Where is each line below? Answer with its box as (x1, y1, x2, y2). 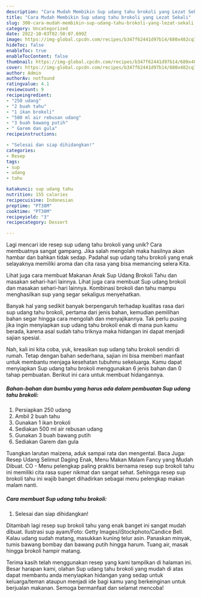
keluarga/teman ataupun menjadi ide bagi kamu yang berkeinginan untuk (6, 578, 186, 585)
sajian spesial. (6, 334, 41, 342)
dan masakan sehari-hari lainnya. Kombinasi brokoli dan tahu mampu (6, 285, 176, 292)
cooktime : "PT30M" (6, 208, 52, 214)
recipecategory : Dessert (6, 220, 68, 226)
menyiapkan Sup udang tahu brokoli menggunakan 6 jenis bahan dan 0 (6, 365, 182, 372)
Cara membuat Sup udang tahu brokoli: (6, 495, 107, 502)
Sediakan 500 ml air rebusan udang (14, 425, 103, 432)
